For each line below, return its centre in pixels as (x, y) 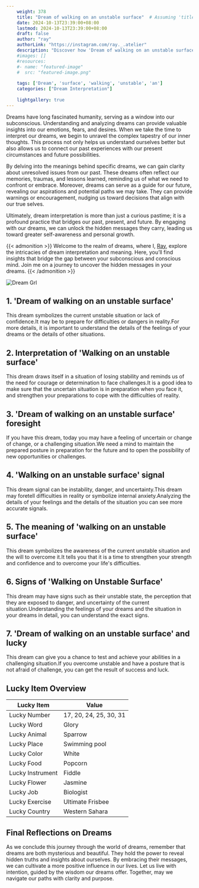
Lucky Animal (28, 734)
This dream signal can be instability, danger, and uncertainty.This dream (94, 489)
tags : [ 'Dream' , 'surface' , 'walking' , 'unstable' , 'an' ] (90, 84)
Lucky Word (26, 725)
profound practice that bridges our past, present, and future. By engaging (96, 222)
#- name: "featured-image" (50, 67)
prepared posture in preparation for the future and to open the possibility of (98, 450)
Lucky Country (30, 811)
